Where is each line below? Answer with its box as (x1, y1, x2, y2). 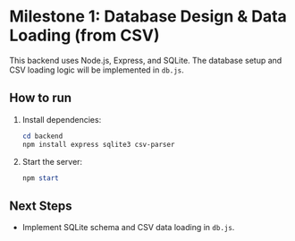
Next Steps (9, 198, 72, 213)
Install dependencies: (21, 114, 102, 125)
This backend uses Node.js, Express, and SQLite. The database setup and (9, 55, 282, 65)
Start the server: (21, 156, 83, 167)
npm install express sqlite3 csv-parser (21, 140, 175, 149)
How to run (9, 90, 72, 106)
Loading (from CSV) (9, 25, 160, 46)
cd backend (21, 132, 63, 141)
